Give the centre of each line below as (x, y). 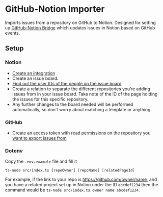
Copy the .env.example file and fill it (41, 161)
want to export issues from (39, 138)
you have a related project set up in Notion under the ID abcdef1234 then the (82, 185)
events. (13, 33)
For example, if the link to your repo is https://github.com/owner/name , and (81, 179)
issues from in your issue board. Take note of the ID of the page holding (85, 94)
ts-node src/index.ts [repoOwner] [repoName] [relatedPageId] (70, 171)
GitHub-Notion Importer (55, 9)
